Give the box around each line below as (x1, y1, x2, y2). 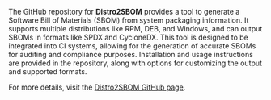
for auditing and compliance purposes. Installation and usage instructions (8, 50, 253, 59)
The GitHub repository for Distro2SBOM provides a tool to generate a (8, 7, 240, 16)
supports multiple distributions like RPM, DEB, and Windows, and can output (8, 24, 263, 33)
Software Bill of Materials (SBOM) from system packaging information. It (8, 15, 249, 25)
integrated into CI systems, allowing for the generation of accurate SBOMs (8, 41, 256, 51)
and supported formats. (8, 67, 87, 76)
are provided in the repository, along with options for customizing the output (8, 58, 263, 68)
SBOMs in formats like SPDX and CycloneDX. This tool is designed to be (8, 32, 248, 42)
